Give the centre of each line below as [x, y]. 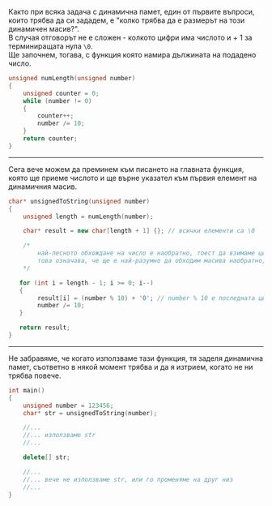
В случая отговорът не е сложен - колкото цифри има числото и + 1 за [130, 37]
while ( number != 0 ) [57, 101]
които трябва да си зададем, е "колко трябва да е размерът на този [127, 20]
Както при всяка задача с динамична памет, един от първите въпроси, [132, 12]
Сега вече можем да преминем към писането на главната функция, [126, 169]
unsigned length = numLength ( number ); [88, 217]
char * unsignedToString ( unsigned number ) [79, 201]
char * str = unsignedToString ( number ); [90, 413]
